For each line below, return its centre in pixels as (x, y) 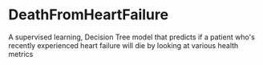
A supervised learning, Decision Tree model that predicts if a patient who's (131, 37)
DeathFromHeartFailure (89, 15)
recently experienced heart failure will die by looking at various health (123, 45)
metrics (21, 54)
